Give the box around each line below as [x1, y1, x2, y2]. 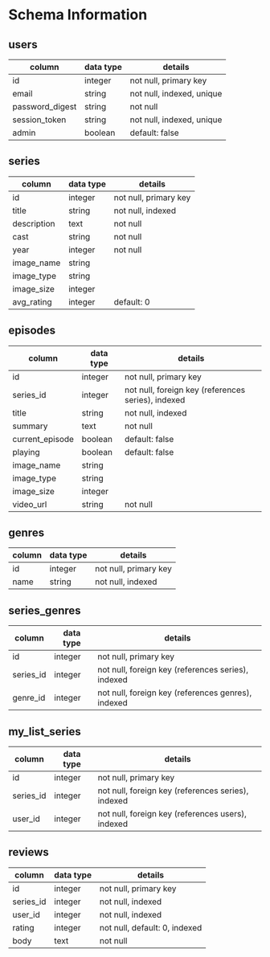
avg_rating [12, 296, 52, 307]
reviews [8, 845, 50, 859]
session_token [12, 114, 67, 125]
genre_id [12, 693, 46, 704]
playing [12, 446, 40, 457]
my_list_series [8, 725, 82, 738]
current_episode [12, 433, 75, 444]
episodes [8, 324, 56, 337]
